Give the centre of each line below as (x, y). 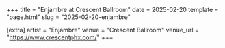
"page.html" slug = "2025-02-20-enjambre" (68, 17)
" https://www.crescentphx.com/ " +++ (60, 37)
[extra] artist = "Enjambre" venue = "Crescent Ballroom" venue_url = (103, 30)
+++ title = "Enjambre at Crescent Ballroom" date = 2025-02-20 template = (112, 10)
